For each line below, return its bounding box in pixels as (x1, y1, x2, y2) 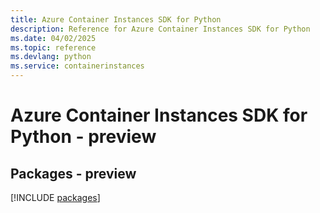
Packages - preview (10, 165, 137, 182)
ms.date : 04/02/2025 (10, 33, 97, 43)
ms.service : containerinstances (10, 61, 145, 71)
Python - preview (10, 126, 157, 148)
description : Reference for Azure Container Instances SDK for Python (10, 24, 311, 34)
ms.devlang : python (10, 52, 92, 62)
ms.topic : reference (10, 42, 97, 53)
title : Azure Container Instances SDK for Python (10, 14, 222, 25)
